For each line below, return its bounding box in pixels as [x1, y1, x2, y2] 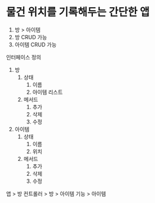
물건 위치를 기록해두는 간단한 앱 [6, 5, 150, 19]
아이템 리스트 [32, 88, 63, 96]
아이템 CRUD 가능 [14, 41, 57, 48]
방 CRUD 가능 [14, 33, 47, 40]
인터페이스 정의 [6, 53, 41, 61]
